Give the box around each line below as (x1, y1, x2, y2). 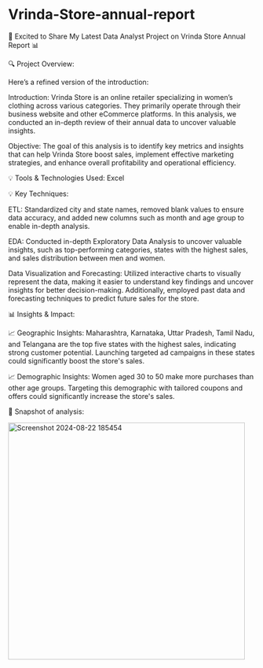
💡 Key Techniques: (8, 189, 69, 198)
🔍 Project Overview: (8, 59, 75, 68)
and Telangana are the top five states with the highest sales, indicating (8, 339, 237, 349)
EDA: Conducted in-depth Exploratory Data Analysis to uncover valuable (8, 236, 242, 245)
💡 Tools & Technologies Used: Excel (8, 173, 125, 183)
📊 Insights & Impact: (8, 309, 75, 319)
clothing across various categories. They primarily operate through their (8, 101, 241, 110)
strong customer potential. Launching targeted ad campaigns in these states (8, 348, 255, 357)
